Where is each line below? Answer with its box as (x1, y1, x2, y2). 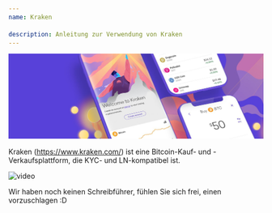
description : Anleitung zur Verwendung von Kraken (8, 30, 183, 38)
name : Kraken (8, 13, 53, 21)
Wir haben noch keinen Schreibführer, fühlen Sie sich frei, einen (8, 187, 222, 197)
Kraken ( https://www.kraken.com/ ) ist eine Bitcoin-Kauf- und (8, 147, 212, 157)
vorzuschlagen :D (8, 195, 67, 206)
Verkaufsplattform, (8, 155, 71, 165)
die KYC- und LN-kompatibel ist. (72, 155, 181, 165)
